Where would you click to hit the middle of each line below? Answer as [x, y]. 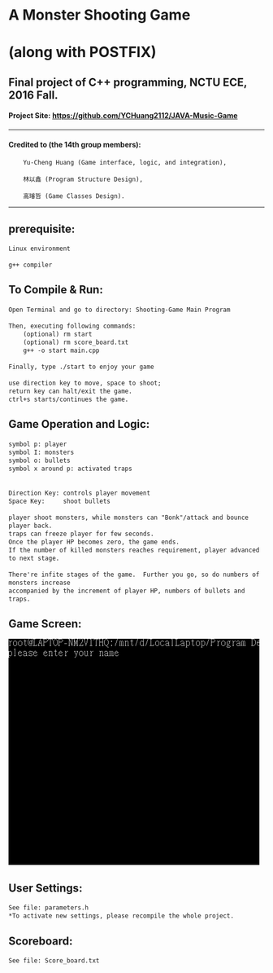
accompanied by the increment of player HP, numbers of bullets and [127, 591]
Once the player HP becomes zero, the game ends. [94, 542]
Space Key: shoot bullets [60, 501]
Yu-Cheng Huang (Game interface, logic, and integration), [125, 163]
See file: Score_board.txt [54, 961]
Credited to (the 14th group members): [75, 144]
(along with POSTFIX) [82, 53]
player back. [30, 526]
